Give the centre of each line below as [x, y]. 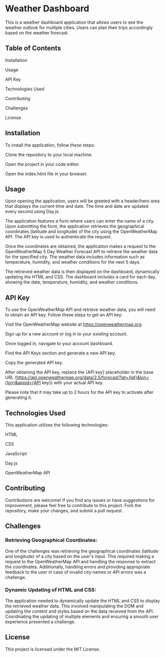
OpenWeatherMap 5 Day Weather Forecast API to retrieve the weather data [81, 252]
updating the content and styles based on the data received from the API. [80, 611]
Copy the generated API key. [34, 363]
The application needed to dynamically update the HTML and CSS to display [82, 601]
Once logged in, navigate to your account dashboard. [59, 344]
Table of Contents [33, 48]
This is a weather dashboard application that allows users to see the [74, 22]
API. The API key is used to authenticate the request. [59, 237]
